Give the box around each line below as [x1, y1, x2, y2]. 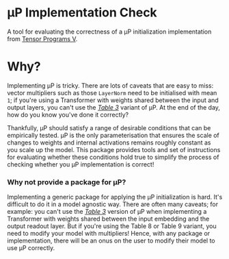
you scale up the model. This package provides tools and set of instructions [7, 145, 221, 153]
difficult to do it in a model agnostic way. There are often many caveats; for [7, 200, 219, 208]
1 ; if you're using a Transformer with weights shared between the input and [7, 96, 219, 104]
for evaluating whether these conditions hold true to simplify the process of [7, 153, 219, 161]
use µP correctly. [7, 244, 55, 252]
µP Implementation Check [7, 5, 157, 21]
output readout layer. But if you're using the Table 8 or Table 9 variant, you [7, 222, 217, 230]
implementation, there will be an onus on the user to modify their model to [7, 236, 215, 245]
